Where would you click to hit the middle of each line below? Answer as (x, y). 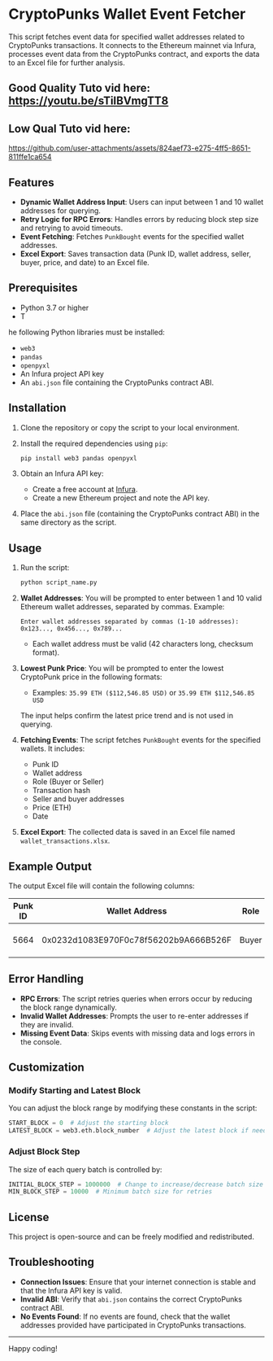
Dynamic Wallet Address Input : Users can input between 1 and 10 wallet (142, 202)
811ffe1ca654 (30, 157)
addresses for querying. (61, 210)
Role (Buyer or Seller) (68, 782)
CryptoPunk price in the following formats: (91, 677)
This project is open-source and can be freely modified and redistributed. (131, 1237)
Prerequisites (43, 288)
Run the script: (45, 568)
